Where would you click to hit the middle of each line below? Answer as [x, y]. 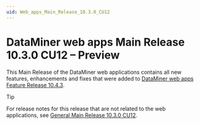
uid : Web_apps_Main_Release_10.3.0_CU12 [58, 12]
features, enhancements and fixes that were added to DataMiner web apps [100, 78]
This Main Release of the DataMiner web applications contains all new [94, 72]
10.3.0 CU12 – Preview [63, 55]
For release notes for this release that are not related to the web [86, 109]
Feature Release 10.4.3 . [36, 85]
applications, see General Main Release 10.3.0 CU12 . [72, 115]
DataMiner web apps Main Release [96, 42]
